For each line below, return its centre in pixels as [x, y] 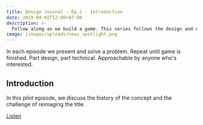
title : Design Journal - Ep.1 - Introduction [64, 12]
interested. [20, 65]
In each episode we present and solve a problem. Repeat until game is [94, 51]
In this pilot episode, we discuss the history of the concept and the [89, 98]
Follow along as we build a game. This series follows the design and [102, 29]
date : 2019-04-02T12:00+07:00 [44, 18]
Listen [14, 116]
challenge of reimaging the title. [46, 104]
